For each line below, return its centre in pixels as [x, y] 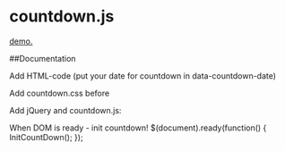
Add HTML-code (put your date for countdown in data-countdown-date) [142, 75]
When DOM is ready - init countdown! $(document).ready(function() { [138, 128]
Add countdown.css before [60, 93]
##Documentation [43, 58]
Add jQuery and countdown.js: [65, 110]
